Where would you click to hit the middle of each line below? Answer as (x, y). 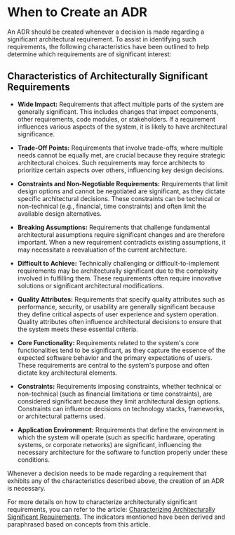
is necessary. (26, 488)
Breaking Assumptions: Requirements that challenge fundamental (114, 227)
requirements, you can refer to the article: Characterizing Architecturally (111, 509)
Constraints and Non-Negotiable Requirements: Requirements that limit (122, 183)
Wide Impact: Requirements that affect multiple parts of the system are (121, 104)
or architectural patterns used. (61, 416)
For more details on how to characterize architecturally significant (102, 502)
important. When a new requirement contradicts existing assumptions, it (121, 242)
